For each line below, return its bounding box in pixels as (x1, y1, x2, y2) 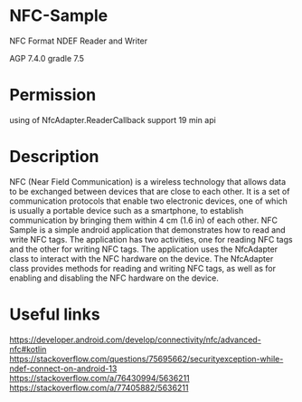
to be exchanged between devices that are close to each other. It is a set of (9, 186, 290, 196)
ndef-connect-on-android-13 (9, 363, 118, 374)
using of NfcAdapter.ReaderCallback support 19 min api (9, 114, 217, 125)
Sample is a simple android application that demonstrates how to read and (9, 224, 287, 235)
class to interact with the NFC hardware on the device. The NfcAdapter (9, 253, 274, 263)
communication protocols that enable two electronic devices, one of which (9, 196, 288, 206)
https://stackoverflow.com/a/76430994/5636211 (9, 372, 190, 383)
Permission (9, 85, 97, 105)
